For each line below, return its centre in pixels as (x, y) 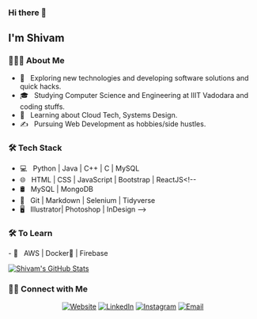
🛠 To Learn (30, 233)
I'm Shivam (36, 38)
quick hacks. (40, 86)
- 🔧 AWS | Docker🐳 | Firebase (58, 253)
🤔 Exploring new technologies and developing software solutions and (134, 77)
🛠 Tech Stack (35, 148)
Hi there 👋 (28, 13)
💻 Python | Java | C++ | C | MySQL (79, 168)
